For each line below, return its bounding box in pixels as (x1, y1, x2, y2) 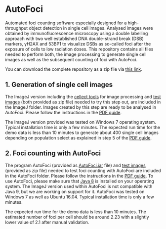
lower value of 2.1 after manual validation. (5, 219, 89, 225)
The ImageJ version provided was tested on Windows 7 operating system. (5, 119, 157, 125)
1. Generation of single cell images (5, 81, 113, 89)
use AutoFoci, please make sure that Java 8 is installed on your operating (5, 178, 155, 184)
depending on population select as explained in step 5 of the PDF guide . (5, 135, 152, 140)
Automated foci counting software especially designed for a (5, 20, 127, 26)
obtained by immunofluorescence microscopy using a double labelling (5, 30, 148, 36)
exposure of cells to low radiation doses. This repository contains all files (5, 46, 154, 52)
